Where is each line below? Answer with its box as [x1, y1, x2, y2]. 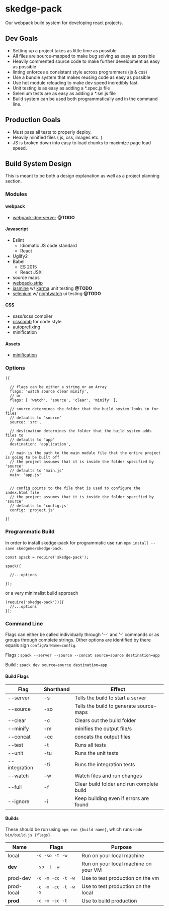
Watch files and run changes [74, 772, 142, 779]
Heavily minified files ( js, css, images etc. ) [12, 134, 103, 140]
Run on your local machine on [81, 860, 152, 867]
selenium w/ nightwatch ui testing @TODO [12, 290, 101, 297]
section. [5, 178, 22, 184]
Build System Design [5, 159, 72, 168]
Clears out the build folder [74, 717, 136, 724]
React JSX [20, 269, 42, 275]
